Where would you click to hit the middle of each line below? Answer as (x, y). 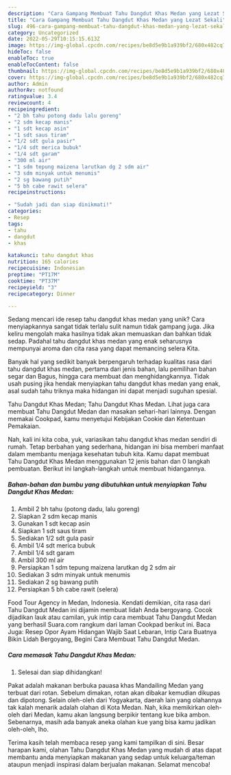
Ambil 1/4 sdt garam (46, 553)
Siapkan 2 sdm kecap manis (58, 517)
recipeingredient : (34, 109)
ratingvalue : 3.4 (33, 97)
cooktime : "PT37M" (34, 281)
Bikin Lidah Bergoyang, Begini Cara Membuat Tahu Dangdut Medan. (104, 639)
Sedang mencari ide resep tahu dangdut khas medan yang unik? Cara (106, 319)
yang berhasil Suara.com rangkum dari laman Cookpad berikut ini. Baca (109, 625)
